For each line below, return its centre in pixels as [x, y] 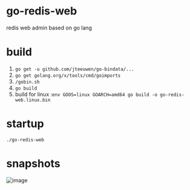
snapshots [33, 164]
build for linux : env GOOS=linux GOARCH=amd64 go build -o [86, 94]
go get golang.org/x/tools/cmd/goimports [68, 75]
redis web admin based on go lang [49, 28]
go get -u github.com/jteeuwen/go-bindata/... [74, 69]
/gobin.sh [27, 82]
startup [25, 124]
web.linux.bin [33, 100]
